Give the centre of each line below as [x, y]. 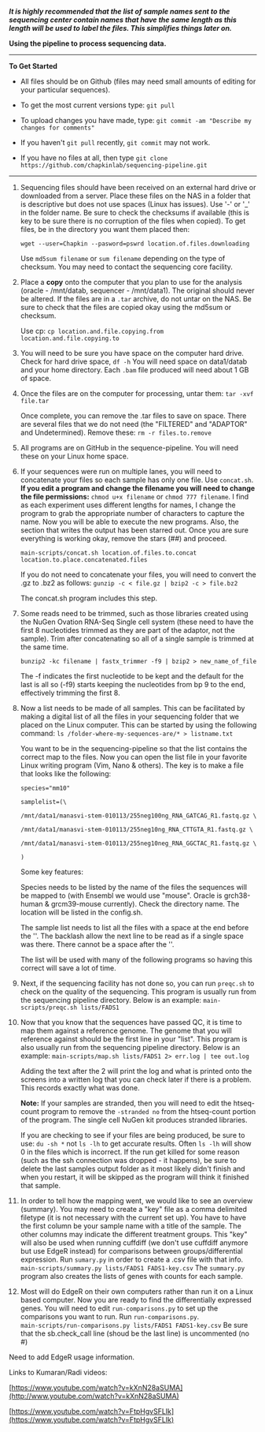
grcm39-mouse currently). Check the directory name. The [145, 904]
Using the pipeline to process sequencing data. [88, 43]
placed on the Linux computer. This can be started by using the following [138, 725]
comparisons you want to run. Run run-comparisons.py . [110, 1316]
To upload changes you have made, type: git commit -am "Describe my [136, 120]
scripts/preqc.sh [49, 1008]
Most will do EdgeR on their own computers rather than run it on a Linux [137, 1292]
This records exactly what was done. [80, 1088]
